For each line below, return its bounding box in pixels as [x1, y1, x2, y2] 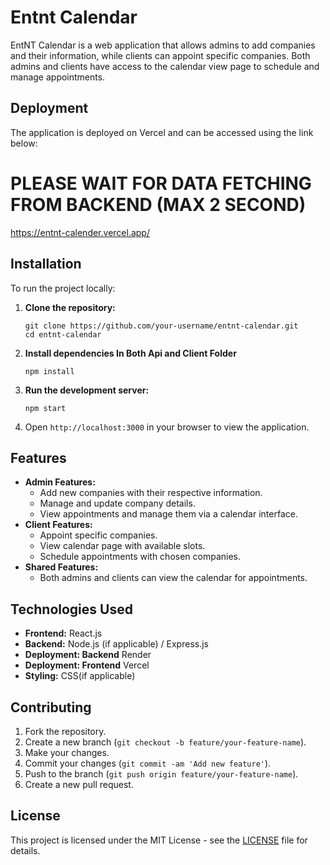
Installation [10, 256, 82, 273]
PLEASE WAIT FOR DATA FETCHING [10, 172, 312, 195]
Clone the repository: [24, 301, 116, 313]
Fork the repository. [24, 725, 107, 737]
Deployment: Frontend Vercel [24, 659, 150, 671]
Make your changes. [24, 746, 110, 758]
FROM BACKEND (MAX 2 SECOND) [10, 193, 307, 216]
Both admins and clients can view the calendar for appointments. [39, 572, 308, 584]
